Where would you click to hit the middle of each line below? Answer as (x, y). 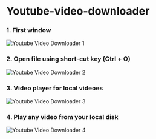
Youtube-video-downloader (78, 11)
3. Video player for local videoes (55, 88)
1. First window (29, 30)
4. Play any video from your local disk (63, 117)
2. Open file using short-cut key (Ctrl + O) (69, 59)
